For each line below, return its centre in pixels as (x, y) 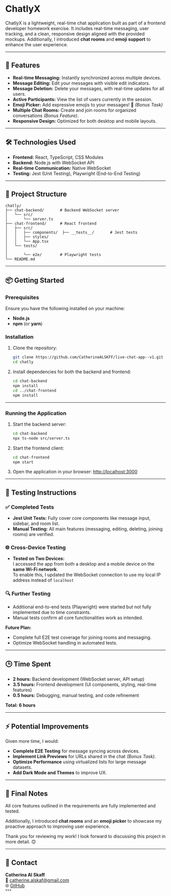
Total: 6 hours (20, 705)
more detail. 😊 (21, 842)
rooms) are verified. (33, 535)
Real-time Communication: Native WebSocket (62, 168)
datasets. (22, 767)
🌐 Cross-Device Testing (36, 548)
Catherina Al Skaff (25, 875)
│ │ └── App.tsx (27, 242)
